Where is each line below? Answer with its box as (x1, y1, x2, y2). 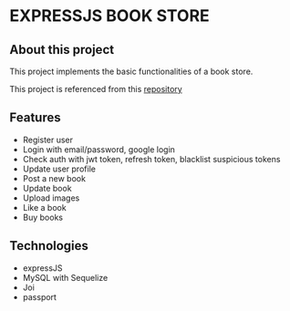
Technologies (9, 238, 89, 254)
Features (9, 110, 61, 126)
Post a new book (22, 172, 87, 183)
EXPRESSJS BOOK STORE (9, 5, 210, 26)
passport (22, 291, 57, 302)
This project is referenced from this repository (9, 84, 182, 94)
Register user (22, 134, 74, 145)
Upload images (22, 192, 80, 203)
